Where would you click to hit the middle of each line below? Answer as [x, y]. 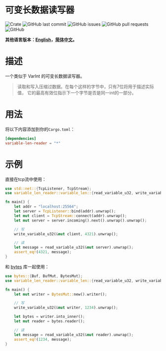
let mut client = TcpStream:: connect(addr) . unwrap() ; [70, 216]
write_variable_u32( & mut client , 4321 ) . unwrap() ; [66, 234]
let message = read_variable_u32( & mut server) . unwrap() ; [74, 248]
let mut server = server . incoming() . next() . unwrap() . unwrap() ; [81, 220]
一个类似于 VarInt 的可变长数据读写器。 [45, 76]
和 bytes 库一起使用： [27, 266]
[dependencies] [21, 138]
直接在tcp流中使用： [26, 179]
